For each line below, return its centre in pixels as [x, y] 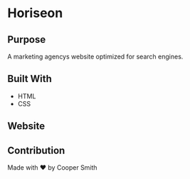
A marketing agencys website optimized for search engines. [95, 56]
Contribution [36, 150]
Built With [30, 79]
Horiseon [35, 13]
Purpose [27, 40]
